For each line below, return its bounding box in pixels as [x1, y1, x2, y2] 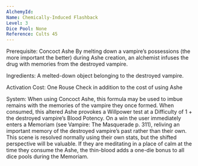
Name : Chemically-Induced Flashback [6, 14, 98, 20]
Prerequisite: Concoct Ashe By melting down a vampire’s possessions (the [6, 48, 191, 55]
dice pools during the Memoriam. [6, 153, 88, 160]
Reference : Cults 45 [6, 31, 58, 37]
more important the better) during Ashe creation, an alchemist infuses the [6, 54, 189, 61]
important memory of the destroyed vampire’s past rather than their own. [6, 128, 187, 135]
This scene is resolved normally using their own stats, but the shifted [6, 134, 177, 141]
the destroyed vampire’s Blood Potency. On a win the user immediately [6, 115, 182, 122]
